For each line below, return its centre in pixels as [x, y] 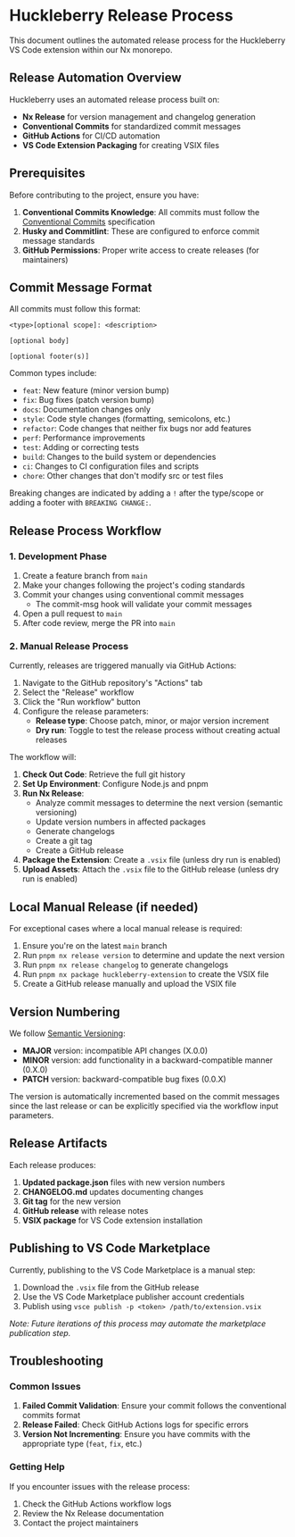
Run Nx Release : [53, 794]
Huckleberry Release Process [121, 16]
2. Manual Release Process [69, 646]
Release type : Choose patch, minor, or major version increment [152, 721]
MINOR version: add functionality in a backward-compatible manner [147, 1060]
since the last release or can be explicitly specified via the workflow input [144, 1106]
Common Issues [45, 1386]
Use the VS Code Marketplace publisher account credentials [133, 1297]
